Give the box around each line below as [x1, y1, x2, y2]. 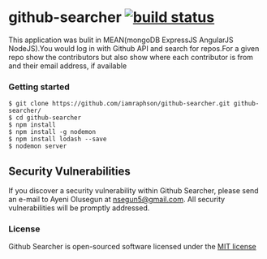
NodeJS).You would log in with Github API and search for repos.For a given [8, 43, 260, 53]
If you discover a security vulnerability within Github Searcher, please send [8, 186, 259, 196]
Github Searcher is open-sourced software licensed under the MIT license [8, 242, 257, 252]
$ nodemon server [8, 142, 67, 150]
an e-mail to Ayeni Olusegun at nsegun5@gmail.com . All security [8, 195, 226, 205]
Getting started [8, 81, 71, 93]
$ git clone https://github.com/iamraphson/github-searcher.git [8, 100, 230, 108]
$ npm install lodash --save [8, 135, 107, 144]
